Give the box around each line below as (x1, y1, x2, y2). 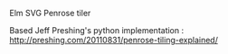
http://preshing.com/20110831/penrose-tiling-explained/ (9, 35, 219, 45)
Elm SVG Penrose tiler (9, 8, 91, 18)
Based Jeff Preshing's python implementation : (9, 25, 184, 35)
